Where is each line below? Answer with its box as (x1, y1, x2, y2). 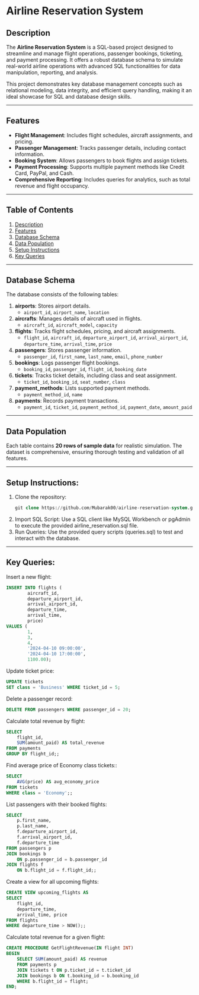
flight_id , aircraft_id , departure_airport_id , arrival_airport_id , (23, 334, 188, 341)
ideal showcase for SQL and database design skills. (6, 93, 132, 100)
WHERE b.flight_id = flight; (17, 978, 89, 984)
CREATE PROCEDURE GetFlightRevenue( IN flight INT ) (6, 945, 134, 951)
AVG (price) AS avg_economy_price (17, 779, 99, 784)
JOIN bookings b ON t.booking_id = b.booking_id (17, 972, 139, 979)
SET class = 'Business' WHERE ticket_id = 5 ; (6, 684, 120, 690)
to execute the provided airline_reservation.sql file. (14, 522, 139, 529)
